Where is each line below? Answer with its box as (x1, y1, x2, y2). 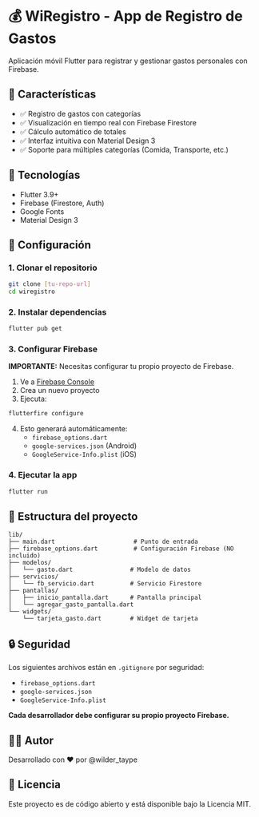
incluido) (8, 552, 42, 560)
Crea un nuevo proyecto (19, 386, 100, 395)
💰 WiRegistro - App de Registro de (8, 7, 243, 26)
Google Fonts (19, 206, 65, 216)
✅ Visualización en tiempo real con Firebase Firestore (19, 117, 197, 127)
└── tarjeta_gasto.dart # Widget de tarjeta (22, 615, 198, 623)
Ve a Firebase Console (19, 377, 94, 387)
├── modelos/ (8, 559, 52, 567)
